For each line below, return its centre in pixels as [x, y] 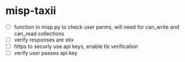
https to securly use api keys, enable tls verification [76, 46]
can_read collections [39, 34]
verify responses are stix [44, 40]
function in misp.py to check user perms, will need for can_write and [97, 27]
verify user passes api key [46, 53]
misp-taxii [31, 11]
